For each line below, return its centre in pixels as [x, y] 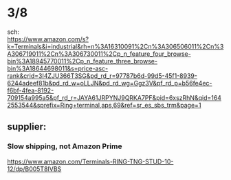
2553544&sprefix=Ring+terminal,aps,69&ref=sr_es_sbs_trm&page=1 [104, 105]
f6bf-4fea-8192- [31, 90]
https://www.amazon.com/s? [48, 39]
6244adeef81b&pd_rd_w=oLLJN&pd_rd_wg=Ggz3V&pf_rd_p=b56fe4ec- [110, 83]
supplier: [27, 127]
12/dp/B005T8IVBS [34, 169]
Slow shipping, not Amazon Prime [65, 146]
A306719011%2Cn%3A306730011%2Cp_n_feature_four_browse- [99, 54]
